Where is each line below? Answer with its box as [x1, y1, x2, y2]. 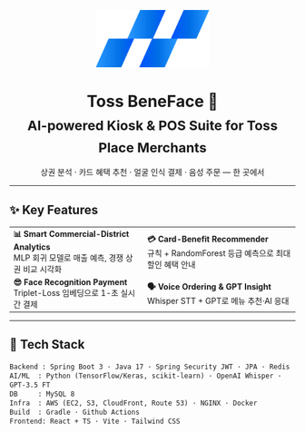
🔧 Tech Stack [9, 337, 85, 352]
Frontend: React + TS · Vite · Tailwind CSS [9, 417, 181, 426]
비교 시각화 [22, 264, 62, 275]
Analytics [13, 241, 51, 252]
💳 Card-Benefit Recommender [146, 233, 270, 244]
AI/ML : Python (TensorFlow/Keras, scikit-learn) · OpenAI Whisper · [9, 371, 282, 380]
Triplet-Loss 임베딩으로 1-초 [13, 288, 119, 299]
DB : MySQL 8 [9, 389, 75, 399]
